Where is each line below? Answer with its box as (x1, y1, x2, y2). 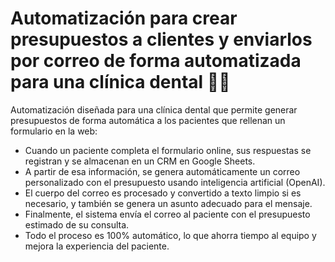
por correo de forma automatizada (10, 50, 302, 72)
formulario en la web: (10, 125, 98, 137)
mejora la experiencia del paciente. (24, 240, 170, 252)
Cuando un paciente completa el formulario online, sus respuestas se (24, 144, 312, 156)
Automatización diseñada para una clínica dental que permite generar (10, 103, 298, 116)
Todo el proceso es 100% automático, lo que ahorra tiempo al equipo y (24, 229, 317, 241)
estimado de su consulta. (24, 218, 130, 231)
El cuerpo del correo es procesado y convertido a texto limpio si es (24, 187, 302, 199)
